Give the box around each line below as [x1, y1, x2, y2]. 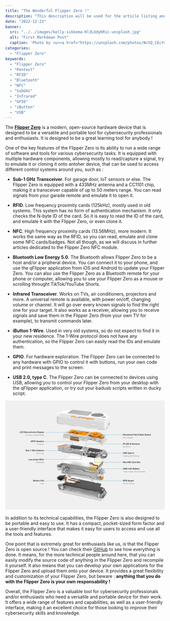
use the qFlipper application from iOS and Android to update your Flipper [12, 265, 165, 271]
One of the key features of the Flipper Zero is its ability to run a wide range [5, 145, 161, 151]
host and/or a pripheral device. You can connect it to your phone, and [12, 260, 158, 266]
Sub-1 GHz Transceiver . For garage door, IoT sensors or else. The [12, 176, 151, 182]
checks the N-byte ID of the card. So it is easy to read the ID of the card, [12, 213, 164, 219]
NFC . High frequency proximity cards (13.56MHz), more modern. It [12, 228, 152, 234]
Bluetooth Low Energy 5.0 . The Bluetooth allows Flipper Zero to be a [12, 254, 157, 261]
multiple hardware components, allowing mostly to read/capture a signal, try [5, 156, 164, 162]
